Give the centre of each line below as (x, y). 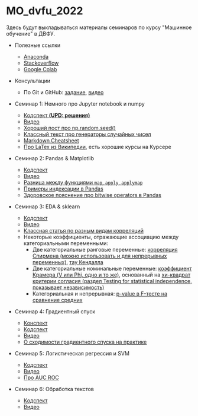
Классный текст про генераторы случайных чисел (87, 134)
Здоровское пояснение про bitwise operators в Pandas (92, 195)
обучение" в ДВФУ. (30, 33)
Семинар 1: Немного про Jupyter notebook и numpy (79, 104)
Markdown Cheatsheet (51, 140)
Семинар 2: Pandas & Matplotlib (54, 158)
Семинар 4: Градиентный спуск (55, 311)
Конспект (35, 323)
